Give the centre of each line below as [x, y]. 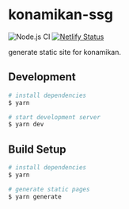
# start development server [55, 117]
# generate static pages [49, 189]
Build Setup [37, 149]
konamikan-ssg [61, 15]
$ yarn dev [26, 125]
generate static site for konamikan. [64, 52]
